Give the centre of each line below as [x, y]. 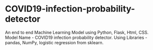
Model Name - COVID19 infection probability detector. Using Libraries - [76, 37]
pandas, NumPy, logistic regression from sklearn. [54, 42]
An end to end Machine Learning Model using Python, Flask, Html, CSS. [77, 32]
